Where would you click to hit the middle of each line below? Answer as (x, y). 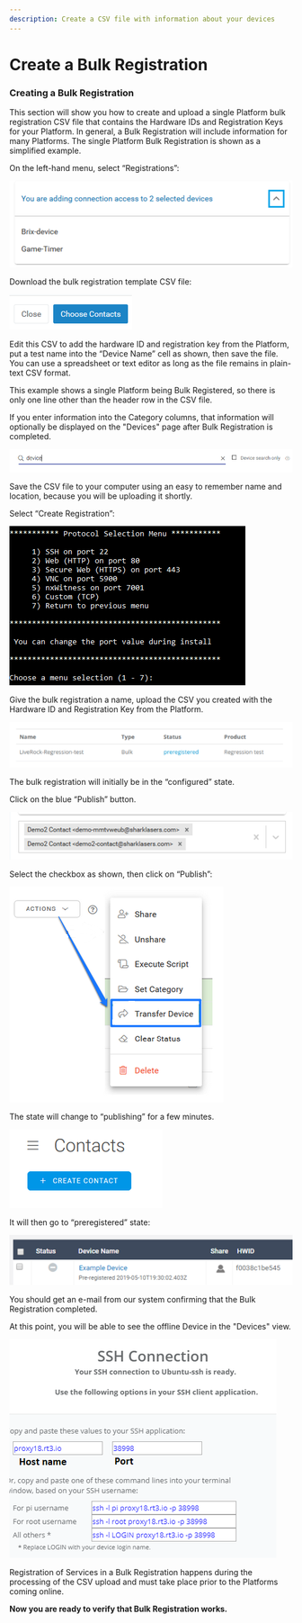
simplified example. (45, 151)
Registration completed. (53, 1309)
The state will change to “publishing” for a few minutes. (112, 1116)
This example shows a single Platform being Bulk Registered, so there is (142, 390)
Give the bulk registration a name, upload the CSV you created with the (141, 699)
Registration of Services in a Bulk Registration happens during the (131, 1573)
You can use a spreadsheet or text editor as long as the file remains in (138, 363)
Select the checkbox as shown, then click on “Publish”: (111, 874)
